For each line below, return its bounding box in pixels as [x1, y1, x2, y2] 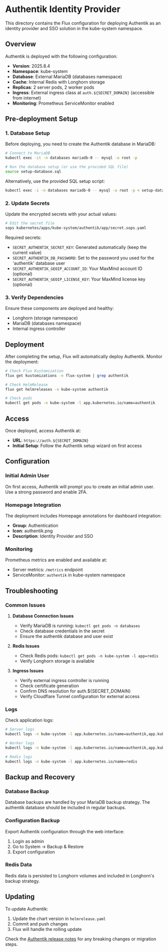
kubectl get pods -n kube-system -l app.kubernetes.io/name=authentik [5, 401, 155, 406]
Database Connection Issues [12, 613, 74, 619]
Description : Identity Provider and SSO [12, 533, 93, 539]
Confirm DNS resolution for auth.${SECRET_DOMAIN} [19, 688, 131, 694]
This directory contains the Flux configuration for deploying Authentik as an [5, 20, 161, 26]
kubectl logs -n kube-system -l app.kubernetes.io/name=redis [5, 759, 137, 764]
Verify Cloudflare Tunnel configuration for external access [19, 694, 140, 699]
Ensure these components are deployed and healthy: [5, 305, 114, 311]
